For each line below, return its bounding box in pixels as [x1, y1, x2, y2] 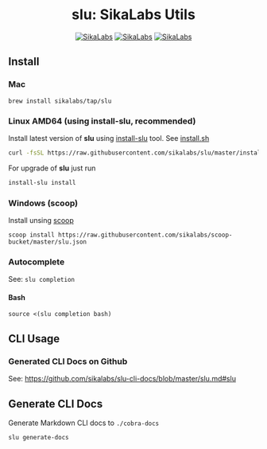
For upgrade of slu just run [8, 163, 96, 173]
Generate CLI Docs [8, 396, 103, 411]
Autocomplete [8, 256, 65, 267]
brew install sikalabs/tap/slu [8, 97, 112, 105]
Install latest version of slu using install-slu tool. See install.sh [8, 133, 210, 143]
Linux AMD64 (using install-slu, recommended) [8, 115, 196, 127]
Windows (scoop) [8, 197, 78, 209]
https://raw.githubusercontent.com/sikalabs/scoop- [58, 231, 233, 239]
